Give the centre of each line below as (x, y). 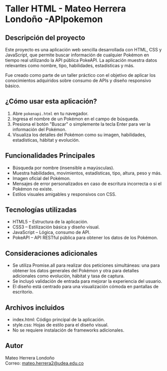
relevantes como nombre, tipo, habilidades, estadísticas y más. (70, 66)
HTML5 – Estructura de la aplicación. (50, 222)
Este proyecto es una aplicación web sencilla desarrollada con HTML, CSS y (83, 50)
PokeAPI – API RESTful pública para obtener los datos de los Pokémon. (85, 238)
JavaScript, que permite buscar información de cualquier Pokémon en (77, 55)
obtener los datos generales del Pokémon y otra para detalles (76, 271)
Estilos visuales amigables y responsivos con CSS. (64, 194)
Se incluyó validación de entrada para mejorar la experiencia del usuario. (87, 281)
